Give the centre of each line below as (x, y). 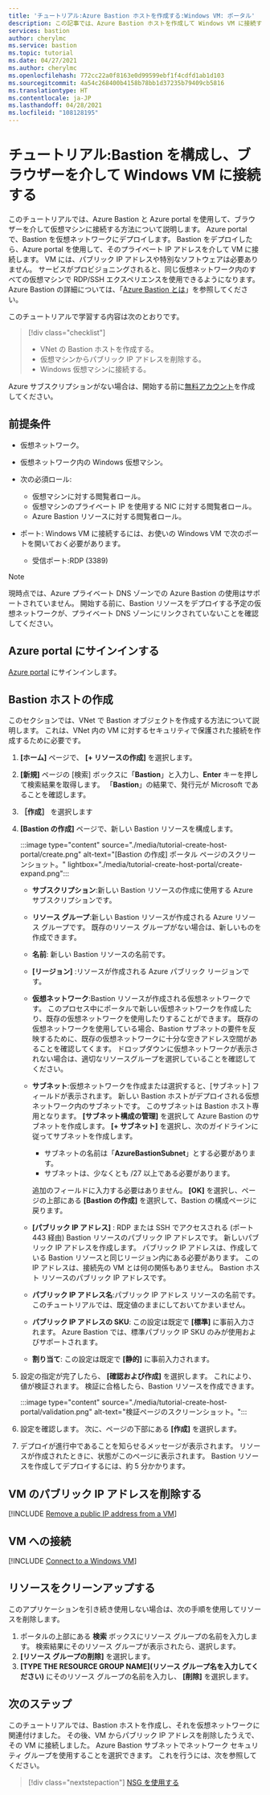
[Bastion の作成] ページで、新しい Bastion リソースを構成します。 (129, 829)
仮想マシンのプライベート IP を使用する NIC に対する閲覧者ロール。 (144, 506)
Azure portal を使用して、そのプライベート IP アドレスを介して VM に (137, 249)
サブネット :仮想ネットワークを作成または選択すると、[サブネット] (141, 1086)
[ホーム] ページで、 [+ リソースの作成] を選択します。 (108, 758)
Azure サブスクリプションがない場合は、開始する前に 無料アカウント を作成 (132, 386)
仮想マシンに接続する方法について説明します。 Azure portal (149, 229)
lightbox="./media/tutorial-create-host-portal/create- (155, 865)
